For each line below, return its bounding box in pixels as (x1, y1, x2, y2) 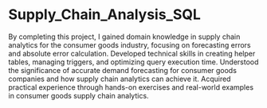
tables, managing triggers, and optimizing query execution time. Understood (8, 57, 259, 67)
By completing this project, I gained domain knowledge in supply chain (8, 32, 241, 41)
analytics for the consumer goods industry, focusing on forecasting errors (8, 40, 251, 49)
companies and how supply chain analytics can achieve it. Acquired (8, 74, 231, 83)
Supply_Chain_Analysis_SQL (8, 6, 202, 24)
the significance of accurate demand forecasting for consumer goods (8, 65, 238, 75)
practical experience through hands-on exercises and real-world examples (8, 82, 253, 92)
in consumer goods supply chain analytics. (8, 91, 149, 100)
